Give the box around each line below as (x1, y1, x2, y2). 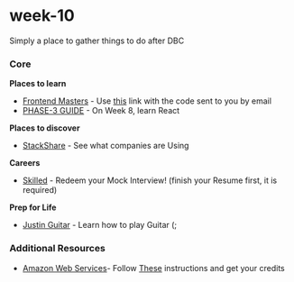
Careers (9, 158, 41, 168)
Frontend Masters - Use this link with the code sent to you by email (22, 96, 272, 106)
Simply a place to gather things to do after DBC (9, 35, 185, 46)
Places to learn (9, 78, 67, 89)
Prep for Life (9, 202, 57, 213)
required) (22, 185, 58, 196)
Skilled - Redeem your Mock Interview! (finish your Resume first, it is (22, 175, 278, 186)
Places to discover (9, 123, 80, 133)
